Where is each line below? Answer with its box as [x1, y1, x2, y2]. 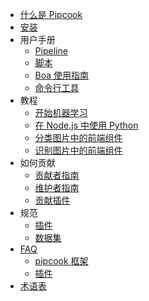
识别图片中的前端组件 [34, 144, 123, 156]
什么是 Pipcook [19, 9, 83, 20]
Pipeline [34, 45, 68, 57]
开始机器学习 [34, 107, 88, 118]
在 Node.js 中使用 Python [34, 119, 139, 131]
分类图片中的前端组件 [34, 132, 123, 143]
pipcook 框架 [34, 255, 89, 267]
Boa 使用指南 [34, 69, 90, 81]
